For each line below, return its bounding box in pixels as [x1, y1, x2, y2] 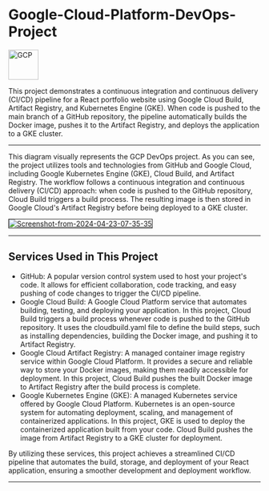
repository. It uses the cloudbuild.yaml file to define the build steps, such [19, 322, 260, 332]
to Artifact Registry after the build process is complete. [19, 382, 201, 392]
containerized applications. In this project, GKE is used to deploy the [19, 416, 246, 425]
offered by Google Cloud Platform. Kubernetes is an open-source [19, 399, 235, 408]
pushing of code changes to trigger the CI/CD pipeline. [19, 288, 202, 298]
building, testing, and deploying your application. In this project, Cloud [19, 305, 251, 315]
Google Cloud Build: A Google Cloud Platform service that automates [19, 296, 247, 306]
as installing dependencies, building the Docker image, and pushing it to [19, 331, 259, 340]
